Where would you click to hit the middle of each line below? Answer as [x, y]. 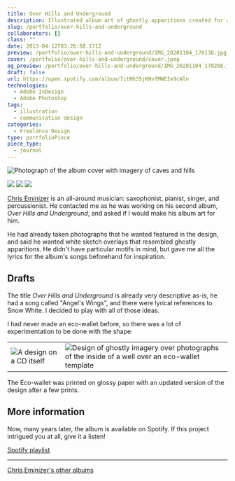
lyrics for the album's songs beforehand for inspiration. [86, 257]
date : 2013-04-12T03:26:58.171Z [54, 46]
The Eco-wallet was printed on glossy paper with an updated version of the [116, 382]
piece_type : [24, 144]
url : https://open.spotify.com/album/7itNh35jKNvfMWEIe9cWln [98, 79]
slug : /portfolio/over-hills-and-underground [74, 27]
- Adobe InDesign [39, 92]
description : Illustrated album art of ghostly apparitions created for [115, 20]
